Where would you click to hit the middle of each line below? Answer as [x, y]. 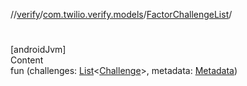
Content [27, 60]
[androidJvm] [38, 50]
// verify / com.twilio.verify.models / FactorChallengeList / [121, 14]
